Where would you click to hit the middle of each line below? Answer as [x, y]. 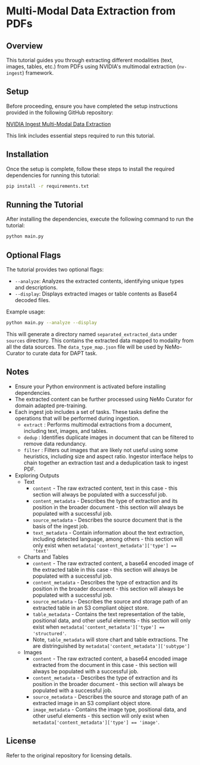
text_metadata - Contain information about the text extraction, [108, 532]
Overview [25, 46]
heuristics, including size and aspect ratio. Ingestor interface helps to [108, 456]
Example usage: [26, 312]
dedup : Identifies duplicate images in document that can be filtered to [109, 437]
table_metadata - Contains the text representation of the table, [109, 614]
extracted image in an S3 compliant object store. [92, 703]
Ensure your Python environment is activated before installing [90, 386]
